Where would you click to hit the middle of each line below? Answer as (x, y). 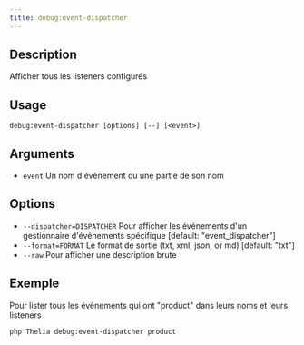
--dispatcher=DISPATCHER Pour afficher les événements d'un (135, 226)
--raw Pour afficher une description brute (99, 254)
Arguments (42, 154)
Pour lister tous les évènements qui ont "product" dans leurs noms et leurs (149, 305)
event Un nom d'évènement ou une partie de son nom (123, 176)
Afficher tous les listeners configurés (78, 76)
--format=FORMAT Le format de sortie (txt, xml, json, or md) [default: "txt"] (158, 245)
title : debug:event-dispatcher (69, 18)
